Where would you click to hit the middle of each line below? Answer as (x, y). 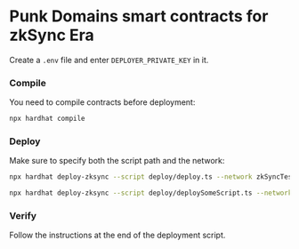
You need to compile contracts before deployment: (102, 102)
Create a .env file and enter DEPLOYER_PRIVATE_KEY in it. (109, 60)
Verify (23, 216)
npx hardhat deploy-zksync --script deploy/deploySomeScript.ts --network (151, 193)
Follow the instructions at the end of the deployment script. (117, 235)
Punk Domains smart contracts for (139, 16)
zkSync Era (52, 35)
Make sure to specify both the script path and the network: (117, 161)
